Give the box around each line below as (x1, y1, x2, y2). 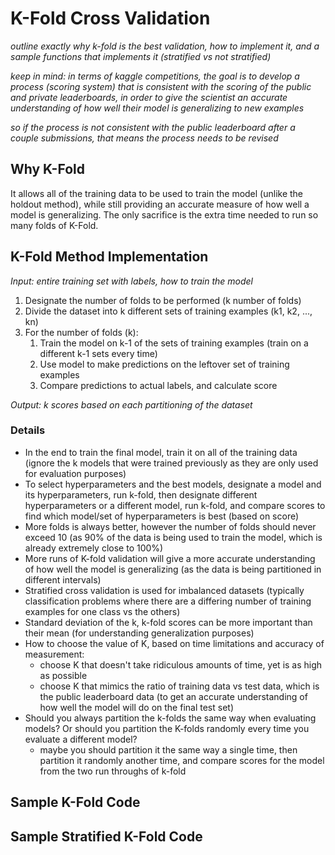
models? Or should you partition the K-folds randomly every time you (24, 722, 310, 734)
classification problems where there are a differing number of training (24, 595, 312, 607)
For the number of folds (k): (24, 326, 139, 338)
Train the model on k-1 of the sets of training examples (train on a (39, 337, 309, 349)
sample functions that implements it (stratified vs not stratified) (10, 50, 272, 62)
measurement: (24, 648, 85, 660)
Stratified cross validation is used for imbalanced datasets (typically (24, 584, 305, 596)
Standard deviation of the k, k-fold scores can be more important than (24, 616, 313, 628)
